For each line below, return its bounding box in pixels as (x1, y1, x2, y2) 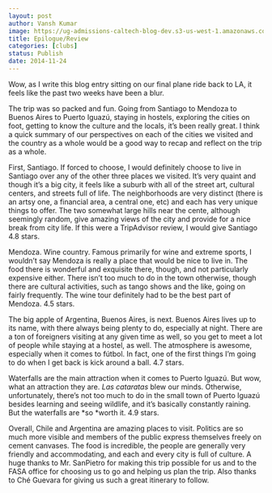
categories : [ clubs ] (8, 42, 79, 50)
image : (8, 27, 31, 35)
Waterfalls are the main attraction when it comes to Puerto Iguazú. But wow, (8, 373, 261, 383)
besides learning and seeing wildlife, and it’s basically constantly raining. (8, 399, 251, 409)
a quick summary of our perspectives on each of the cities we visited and (8, 129, 253, 139)
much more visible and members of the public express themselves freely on (8, 431, 261, 442)
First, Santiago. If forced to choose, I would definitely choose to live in (8, 162, 241, 172)
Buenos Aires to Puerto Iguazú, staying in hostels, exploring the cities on (8, 112, 250, 122)
